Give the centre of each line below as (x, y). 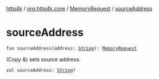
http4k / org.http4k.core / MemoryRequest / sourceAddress (79, 9)
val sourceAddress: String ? (41, 70)
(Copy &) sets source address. (43, 59)
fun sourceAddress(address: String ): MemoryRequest (71, 48)
